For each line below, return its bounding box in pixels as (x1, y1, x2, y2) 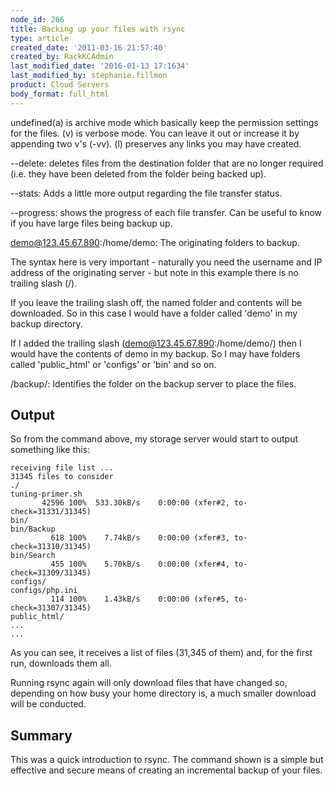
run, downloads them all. (10, 657, 112, 670)
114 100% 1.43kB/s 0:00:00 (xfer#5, (50, 594, 230, 605)
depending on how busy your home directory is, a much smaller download (10, 687, 317, 700)
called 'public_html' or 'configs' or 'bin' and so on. (10, 358, 217, 370)
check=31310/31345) (10, 542, 92, 552)
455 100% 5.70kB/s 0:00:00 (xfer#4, (50, 559, 230, 570)
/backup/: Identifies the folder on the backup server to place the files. (10, 377, 297, 390)
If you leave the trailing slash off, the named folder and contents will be (10, 296, 303, 308)
